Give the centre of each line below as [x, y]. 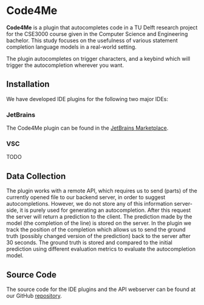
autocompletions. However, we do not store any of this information [90, 204]
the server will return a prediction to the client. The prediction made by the [99, 217]
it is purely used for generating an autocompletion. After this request [105, 210]
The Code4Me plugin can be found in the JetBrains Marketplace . [87, 128]
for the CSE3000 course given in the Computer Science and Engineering [97, 33]
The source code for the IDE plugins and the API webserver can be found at [101, 289]
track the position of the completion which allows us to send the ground [96, 230]
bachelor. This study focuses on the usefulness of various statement [92, 40]
